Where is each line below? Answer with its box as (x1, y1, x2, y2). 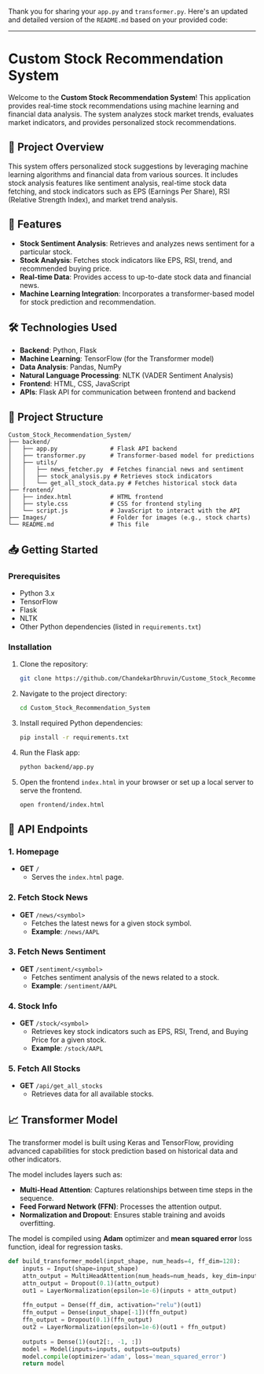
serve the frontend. (19, 785, 82, 795)
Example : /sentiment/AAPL (31, 981, 118, 990)
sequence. (19, 1194, 54, 1203)
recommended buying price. (19, 264, 112, 273)
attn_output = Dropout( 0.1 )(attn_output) (22, 1279, 159, 1287)
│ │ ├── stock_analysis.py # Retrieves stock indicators (8, 472, 213, 481)
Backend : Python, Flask (19, 345, 97, 355)
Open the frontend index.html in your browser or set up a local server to (19, 777, 254, 786)
